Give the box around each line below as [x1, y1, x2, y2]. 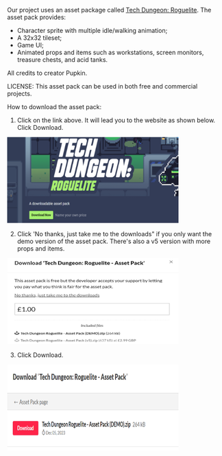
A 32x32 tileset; [16, 34, 62, 42]
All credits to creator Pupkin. [7, 69, 88, 77]
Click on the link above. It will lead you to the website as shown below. [16, 116, 216, 124]
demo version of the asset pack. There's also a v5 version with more [16, 237, 211, 245]
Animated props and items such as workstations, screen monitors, [16, 48, 204, 56]
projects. [7, 89, 32, 98]
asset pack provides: [7, 13, 66, 21]
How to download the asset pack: [7, 103, 102, 111]
